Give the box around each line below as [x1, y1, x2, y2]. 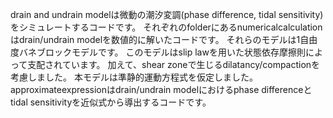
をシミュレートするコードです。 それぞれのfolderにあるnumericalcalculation [10, 21, 323, 33]
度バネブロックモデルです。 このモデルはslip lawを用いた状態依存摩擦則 [10, 46, 306, 58]
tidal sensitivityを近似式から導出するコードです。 [10, 96, 212, 108]
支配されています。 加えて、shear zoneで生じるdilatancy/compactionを [27, 59, 321, 70]
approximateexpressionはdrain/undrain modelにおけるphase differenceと [10, 84, 313, 95]
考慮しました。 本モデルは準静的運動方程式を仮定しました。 [10, 71, 258, 83]
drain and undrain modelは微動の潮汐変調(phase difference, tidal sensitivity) [10, 9, 324, 20]
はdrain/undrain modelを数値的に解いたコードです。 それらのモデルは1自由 [10, 34, 318, 45]
